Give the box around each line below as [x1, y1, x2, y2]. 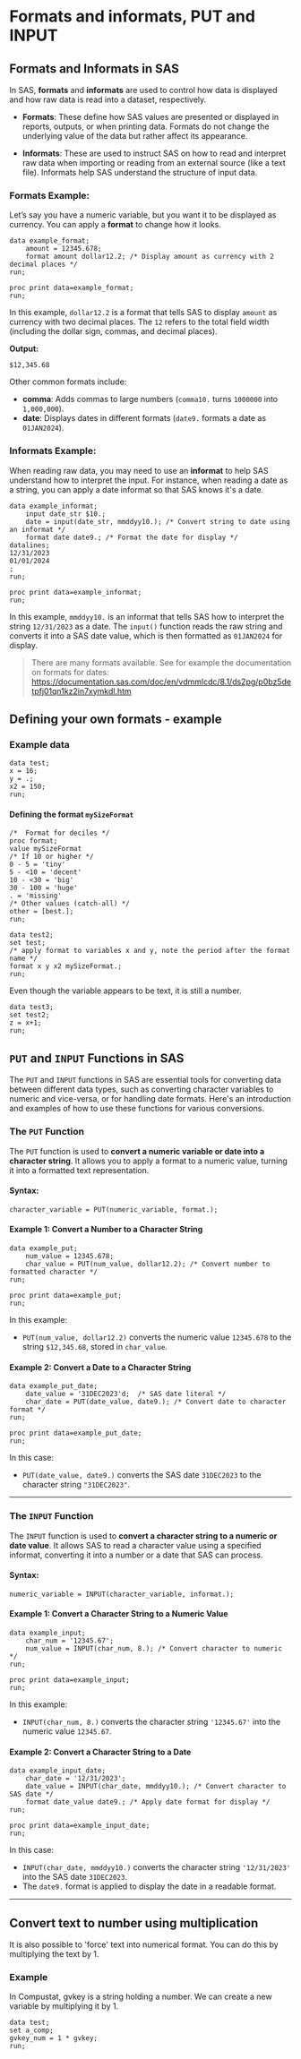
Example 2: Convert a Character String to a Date [9, 1746, 192, 1757]
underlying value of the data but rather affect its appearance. [21, 131, 248, 141]
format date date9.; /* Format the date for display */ [25, 533, 239, 542]
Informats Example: [9, 445, 97, 458]
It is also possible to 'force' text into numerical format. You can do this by [9, 1939, 279, 1950]
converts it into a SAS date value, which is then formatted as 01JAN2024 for [9, 630, 283, 641]
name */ [9, 954, 39, 964]
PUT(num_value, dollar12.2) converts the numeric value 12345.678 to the [21, 1332, 292, 1343]
